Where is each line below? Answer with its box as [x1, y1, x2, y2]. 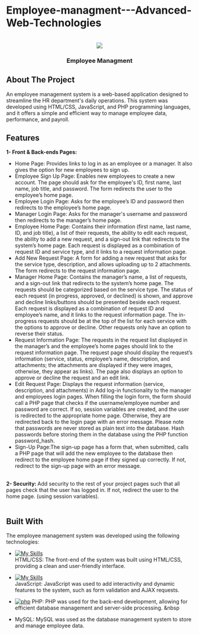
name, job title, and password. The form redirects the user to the [14, 185, 173, 193]
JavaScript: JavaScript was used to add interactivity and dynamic [14, 580, 175, 588]
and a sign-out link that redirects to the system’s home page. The [14, 280, 174, 287]
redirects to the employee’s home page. [14, 204, 112, 211]
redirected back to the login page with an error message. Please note [14, 419, 184, 426]
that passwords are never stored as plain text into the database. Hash [14, 425, 185, 432]
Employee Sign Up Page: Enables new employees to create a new [14, 173, 175, 180]
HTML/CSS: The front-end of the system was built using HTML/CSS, [14, 556, 182, 563]
